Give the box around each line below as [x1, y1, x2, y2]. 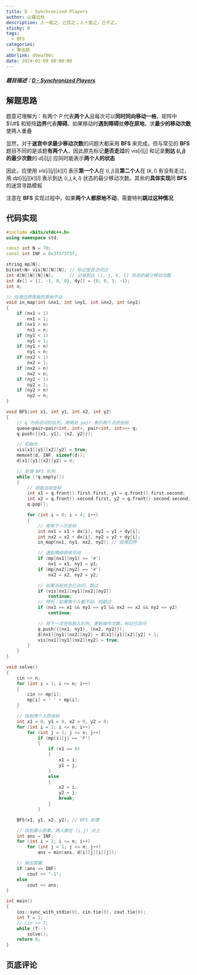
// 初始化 [16, 442, 38, 447]
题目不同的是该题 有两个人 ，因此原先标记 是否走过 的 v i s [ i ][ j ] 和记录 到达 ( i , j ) [6, 147, 186, 154]
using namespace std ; [6, 235, 59, 241]
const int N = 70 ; [6, 245, 51, 251]
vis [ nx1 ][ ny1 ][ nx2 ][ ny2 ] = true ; [37, 637, 119, 643]
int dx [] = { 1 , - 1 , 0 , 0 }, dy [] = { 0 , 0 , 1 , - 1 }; [6, 278, 131, 284]
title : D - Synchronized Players [6, 8, 88, 15]
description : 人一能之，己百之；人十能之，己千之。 [6, 19, 119, 25]
